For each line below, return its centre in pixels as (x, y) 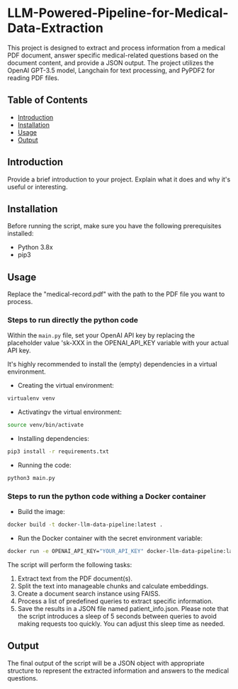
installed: (21, 234)
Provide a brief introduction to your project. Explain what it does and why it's (119, 179)
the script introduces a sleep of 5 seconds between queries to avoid (117, 616)
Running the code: (44, 465)
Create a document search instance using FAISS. (89, 594)
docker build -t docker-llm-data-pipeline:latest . (85, 525)
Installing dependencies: (53, 439)
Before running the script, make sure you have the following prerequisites (114, 226)
